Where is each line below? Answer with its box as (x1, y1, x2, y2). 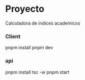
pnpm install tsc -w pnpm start (5, 69, 70, 75)
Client (5, 33, 20, 40)
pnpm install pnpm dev (5, 45, 53, 51)
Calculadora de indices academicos (5, 20, 80, 26)
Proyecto (5, 3, 45, 15)
